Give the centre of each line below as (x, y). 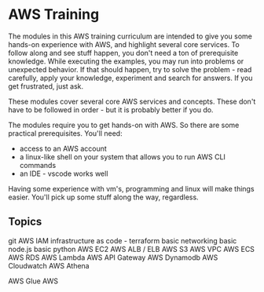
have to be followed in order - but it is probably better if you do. (111, 109)
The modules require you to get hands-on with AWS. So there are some (124, 125)
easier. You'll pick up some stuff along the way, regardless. (103, 197)
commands (38, 165)
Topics (25, 222)
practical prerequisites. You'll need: (66, 133)
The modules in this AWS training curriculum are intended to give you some (130, 36)
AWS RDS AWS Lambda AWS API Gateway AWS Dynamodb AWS (113, 257)
